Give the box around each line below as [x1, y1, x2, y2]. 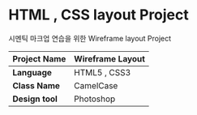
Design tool [12, 93, 58, 104]
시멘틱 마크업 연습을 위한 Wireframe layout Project [8, 33, 172, 43]
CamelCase [74, 79, 118, 91]
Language [12, 66, 53, 78]
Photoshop [74, 93, 116, 104]
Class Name [12, 79, 61, 91]
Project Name [12, 53, 66, 64]
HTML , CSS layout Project [8, 6, 189, 24]
